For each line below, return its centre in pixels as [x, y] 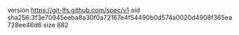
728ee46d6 [25, 25]
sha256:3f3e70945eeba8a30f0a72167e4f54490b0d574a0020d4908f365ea [120, 17]
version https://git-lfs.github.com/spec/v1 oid [74, 10]
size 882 [56, 25]
